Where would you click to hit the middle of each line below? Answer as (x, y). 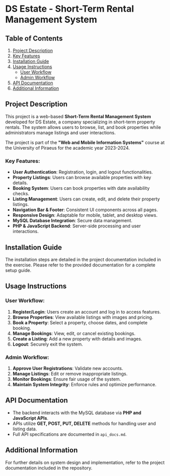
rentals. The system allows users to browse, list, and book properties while (83, 127)
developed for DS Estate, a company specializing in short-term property (80, 122)
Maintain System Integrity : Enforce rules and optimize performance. (84, 384)
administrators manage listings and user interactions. (60, 132)
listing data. (25, 429)
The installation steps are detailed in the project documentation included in (83, 259)
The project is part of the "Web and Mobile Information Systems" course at (85, 142)
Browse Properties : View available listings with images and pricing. (83, 317)
